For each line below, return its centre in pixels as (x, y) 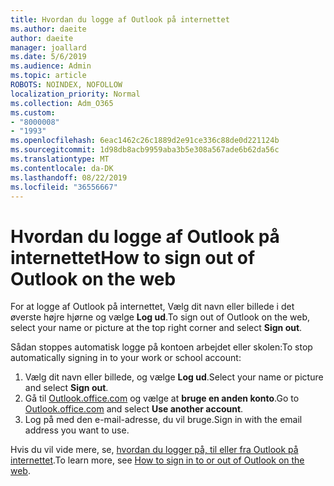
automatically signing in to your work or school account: (126, 358)
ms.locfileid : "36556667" (64, 187)
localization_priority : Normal (75, 94)
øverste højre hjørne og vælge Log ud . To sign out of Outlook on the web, (160, 317)
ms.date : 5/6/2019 (48, 57)
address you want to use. (77, 430)
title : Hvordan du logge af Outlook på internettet (120, 19)
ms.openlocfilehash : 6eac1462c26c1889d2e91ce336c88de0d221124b (145, 141)
